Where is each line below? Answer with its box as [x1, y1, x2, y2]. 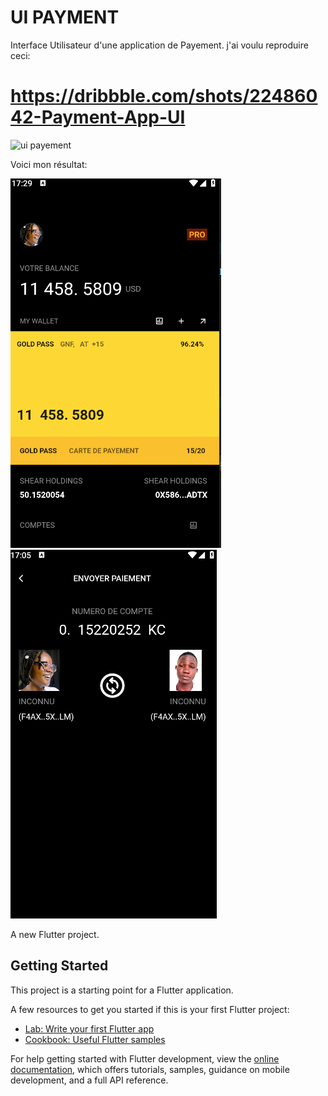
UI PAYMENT [10, 6, 120, 29]
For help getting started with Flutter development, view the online [10, 1052, 280, 1065]
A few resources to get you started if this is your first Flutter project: [10, 1003, 290, 1015]
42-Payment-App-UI [10, 106, 186, 129]
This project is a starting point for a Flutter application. [10, 984, 234, 996]
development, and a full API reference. [10, 1074, 169, 1086]
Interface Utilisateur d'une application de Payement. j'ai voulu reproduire [10, 39, 309, 51]
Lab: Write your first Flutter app [24, 1022, 155, 1035]
